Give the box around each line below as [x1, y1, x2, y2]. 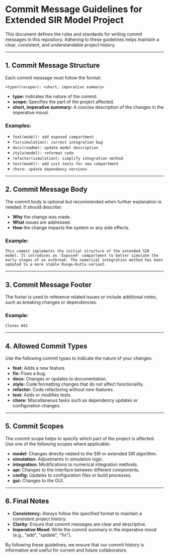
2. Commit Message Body [5, 185, 88, 194]
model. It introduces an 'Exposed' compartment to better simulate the [5, 253, 158, 259]
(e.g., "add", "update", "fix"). [12, 532, 72, 538]
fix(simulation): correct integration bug [12, 140, 103, 145]
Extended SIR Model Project [5, 14, 124, 26]
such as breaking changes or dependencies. [5, 299, 98, 305]
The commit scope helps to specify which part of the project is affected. [5, 435, 155, 441]
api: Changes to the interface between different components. [12, 466, 140, 473]
